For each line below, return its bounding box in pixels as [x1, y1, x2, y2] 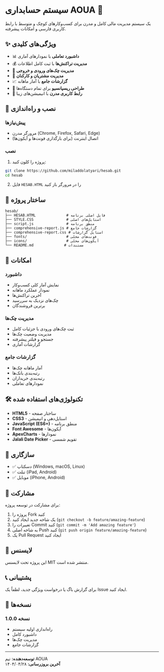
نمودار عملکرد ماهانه [12, 287, 50, 293]
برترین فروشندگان [12, 302, 45, 308]
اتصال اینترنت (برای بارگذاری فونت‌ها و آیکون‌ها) [12, 135, 99, 141]
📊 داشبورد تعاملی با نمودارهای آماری [12, 53, 80, 59]
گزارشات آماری [12, 341, 41, 347]
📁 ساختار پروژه [5, 195, 46, 204]
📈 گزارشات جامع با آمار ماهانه [12, 78, 68, 84]
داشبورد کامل [12, 631, 37, 637]
